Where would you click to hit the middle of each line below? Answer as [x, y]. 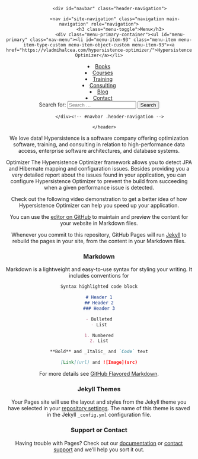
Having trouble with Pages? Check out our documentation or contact [99, 443]
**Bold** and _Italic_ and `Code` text [99, 352]
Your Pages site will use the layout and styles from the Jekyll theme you [99, 402]
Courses [103, 73]
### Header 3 [99, 308]
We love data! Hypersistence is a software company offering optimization [99, 138]
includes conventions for [99, 276]
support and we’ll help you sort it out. [99, 449]
